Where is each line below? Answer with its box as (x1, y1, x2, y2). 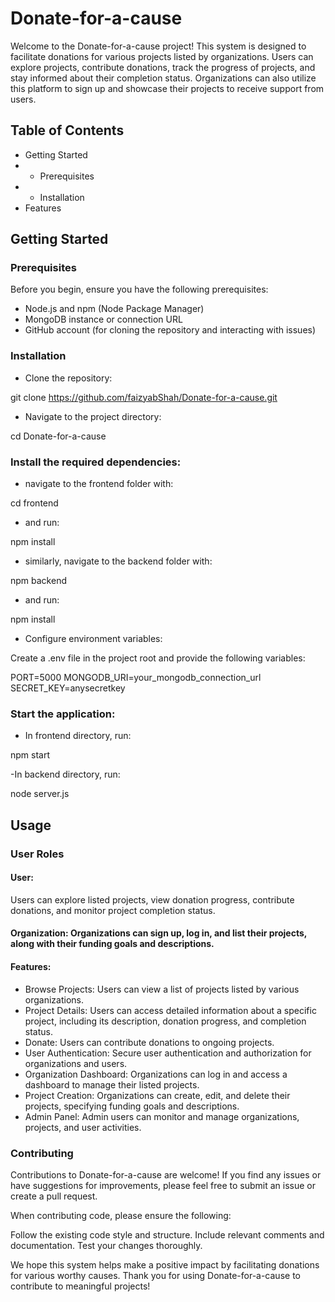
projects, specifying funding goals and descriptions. (24, 1100, 240, 1112)
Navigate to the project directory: (24, 410, 162, 422)
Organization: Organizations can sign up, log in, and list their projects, (10, 927, 308, 939)
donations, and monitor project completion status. (10, 904, 216, 916)
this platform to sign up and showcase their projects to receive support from (10, 82, 325, 94)
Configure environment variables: (24, 633, 163, 645)
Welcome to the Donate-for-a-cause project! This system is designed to (10, 40, 307, 52)
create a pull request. (10, 1190, 98, 1202)
